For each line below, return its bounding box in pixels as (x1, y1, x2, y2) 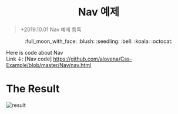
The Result (6, 82, 60, 96)
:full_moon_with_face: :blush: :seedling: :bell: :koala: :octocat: (24, 38, 173, 45)
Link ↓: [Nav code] (6, 55, 52, 62)
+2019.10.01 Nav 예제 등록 (20, 26, 82, 33)
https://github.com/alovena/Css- (52, 55, 132, 62)
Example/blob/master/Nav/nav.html (6, 61, 92, 68)
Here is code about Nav (6, 49, 63, 56)
